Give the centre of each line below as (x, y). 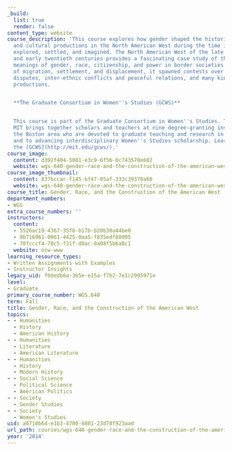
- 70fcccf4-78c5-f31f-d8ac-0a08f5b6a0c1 (72, 243)
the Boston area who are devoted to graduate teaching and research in (119, 134)
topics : (18, 314)
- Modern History (38, 372)
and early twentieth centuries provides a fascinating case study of (115, 59)
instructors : (26, 218)
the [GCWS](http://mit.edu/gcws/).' (66, 147)
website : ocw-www (38, 250)
